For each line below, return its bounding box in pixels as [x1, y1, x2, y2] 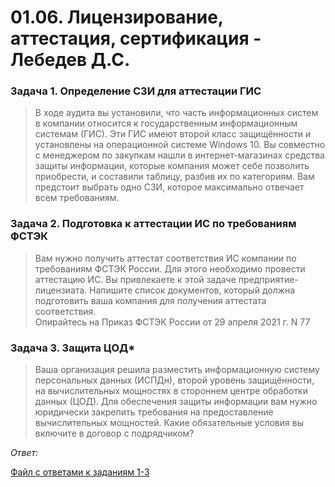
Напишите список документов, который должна [89, 284, 296, 296]
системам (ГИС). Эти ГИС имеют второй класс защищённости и [34, 128, 312, 140]
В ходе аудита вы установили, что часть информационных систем [34, 107, 319, 119]
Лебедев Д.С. [10, 49, 131, 71]
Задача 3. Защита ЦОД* [10, 341, 136, 355]
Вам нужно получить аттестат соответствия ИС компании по [34, 252, 297, 264]
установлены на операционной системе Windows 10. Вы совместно [34, 139, 326, 151]
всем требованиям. [34, 192, 120, 204]
